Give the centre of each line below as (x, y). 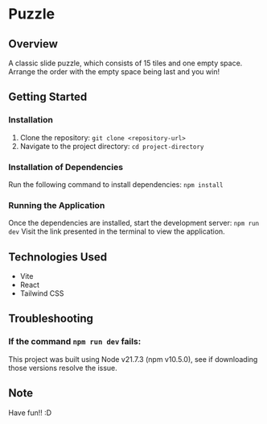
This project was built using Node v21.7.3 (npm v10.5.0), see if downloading (133, 359)
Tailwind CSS (42, 293)
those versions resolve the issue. (63, 368)
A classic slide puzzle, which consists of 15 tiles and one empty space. (125, 63)
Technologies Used (58, 257)
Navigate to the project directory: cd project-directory (112, 146)
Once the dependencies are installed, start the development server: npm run (134, 223)
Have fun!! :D (30, 413)
